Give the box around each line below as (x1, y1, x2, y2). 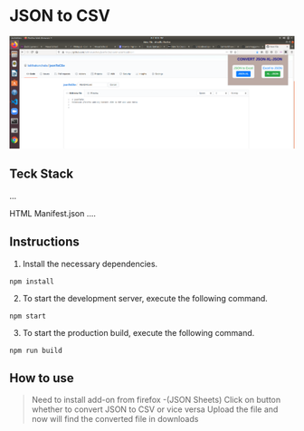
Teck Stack (9, 167, 74, 182)
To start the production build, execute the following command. (22, 327, 255, 338)
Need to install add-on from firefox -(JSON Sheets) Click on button (31, 395, 281, 406)
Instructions (9, 235, 80, 250)
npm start (9, 311, 47, 321)
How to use (9, 370, 74, 386)
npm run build (9, 346, 63, 355)
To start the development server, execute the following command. (22, 292, 269, 303)
